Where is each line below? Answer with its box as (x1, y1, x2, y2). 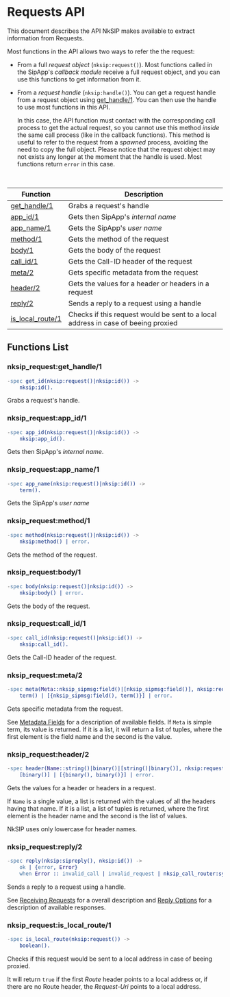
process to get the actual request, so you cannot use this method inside (16, 123, 220, 131)
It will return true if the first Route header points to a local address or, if (7, 975, 208, 983)
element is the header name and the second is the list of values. (7, 811, 188, 820)
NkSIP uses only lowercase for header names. (7, 824, 138, 833)
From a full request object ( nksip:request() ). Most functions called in (16, 60, 213, 68)
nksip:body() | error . (19, 590, 84, 596)
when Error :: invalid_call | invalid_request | (19, 870, 161, 877)
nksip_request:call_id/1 (7, 619, 86, 629)
